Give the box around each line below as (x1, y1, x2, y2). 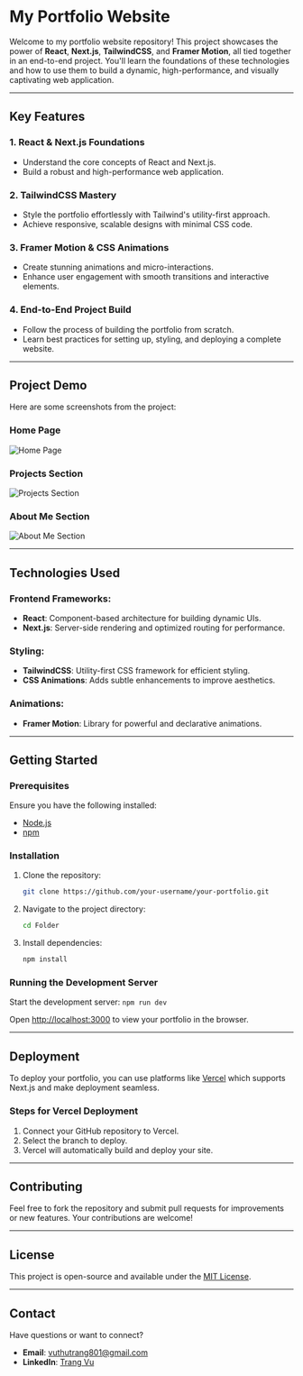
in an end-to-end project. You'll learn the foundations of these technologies (9, 55, 290, 66)
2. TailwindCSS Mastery (9, 188, 117, 201)
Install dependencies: (22, 938, 103, 949)
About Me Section (9, 509, 90, 522)
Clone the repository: (22, 870, 102, 881)
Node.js (22, 818, 52, 829)
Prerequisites (9, 779, 69, 792)
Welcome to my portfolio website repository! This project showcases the (9, 36, 279, 47)
